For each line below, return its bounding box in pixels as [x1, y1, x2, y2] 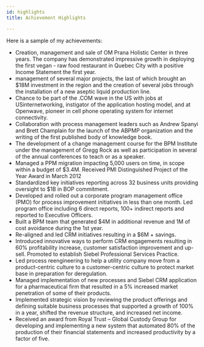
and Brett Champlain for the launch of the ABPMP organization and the [15, 127, 194, 134]
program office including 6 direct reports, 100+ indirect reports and [15, 204, 184, 212]
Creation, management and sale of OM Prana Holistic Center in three [15, 48, 188, 56]
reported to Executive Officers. [15, 211, 93, 218]
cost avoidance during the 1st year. [15, 224, 104, 231]
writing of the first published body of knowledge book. [15, 133, 153, 141]
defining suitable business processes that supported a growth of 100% [15, 302, 194, 310]
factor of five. [15, 335, 50, 342]
